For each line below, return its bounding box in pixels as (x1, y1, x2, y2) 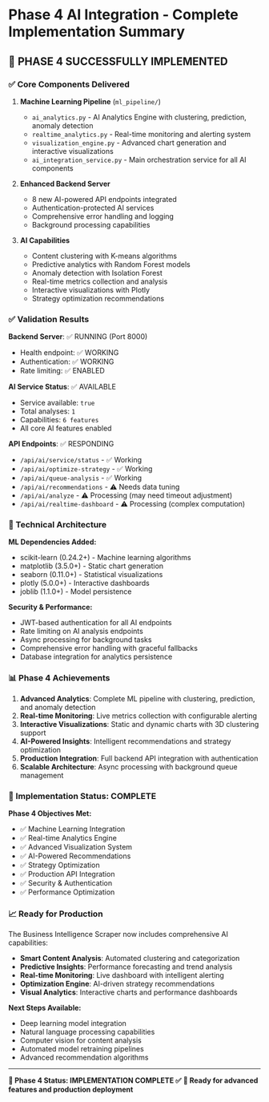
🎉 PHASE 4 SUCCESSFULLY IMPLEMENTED (8, 54, 228, 68)
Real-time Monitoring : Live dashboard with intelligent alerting (19, 971, 224, 980)
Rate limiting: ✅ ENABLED (19, 366, 106, 376)
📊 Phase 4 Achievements (8, 672, 110, 684)
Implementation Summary (8, 22, 186, 41)
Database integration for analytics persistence (19, 652, 173, 662)
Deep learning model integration (19, 1019, 126, 1028)
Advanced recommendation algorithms (19, 1052, 149, 1063)
